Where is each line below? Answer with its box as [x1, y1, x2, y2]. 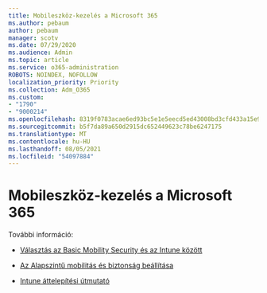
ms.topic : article [8, 57, 69, 64]
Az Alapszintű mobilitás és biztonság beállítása [19, 260, 174, 271]
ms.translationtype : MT [8, 130, 87, 138]
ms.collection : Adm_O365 [8, 85, 91, 94]
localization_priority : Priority [8, 78, 119, 86]
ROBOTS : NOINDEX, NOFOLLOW [8, 71, 98, 79]
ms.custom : [8, 93, 44, 101]
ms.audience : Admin [8, 49, 73, 57]
